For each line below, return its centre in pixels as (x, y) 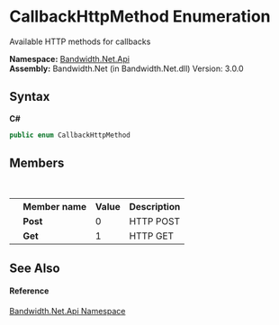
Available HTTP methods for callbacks (80, 41)
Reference (29, 291)
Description (155, 207)
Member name (55, 207)
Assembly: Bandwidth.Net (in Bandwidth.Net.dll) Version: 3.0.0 (127, 68)
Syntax (30, 97)
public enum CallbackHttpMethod (70, 135)
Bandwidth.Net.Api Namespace (67, 311)
